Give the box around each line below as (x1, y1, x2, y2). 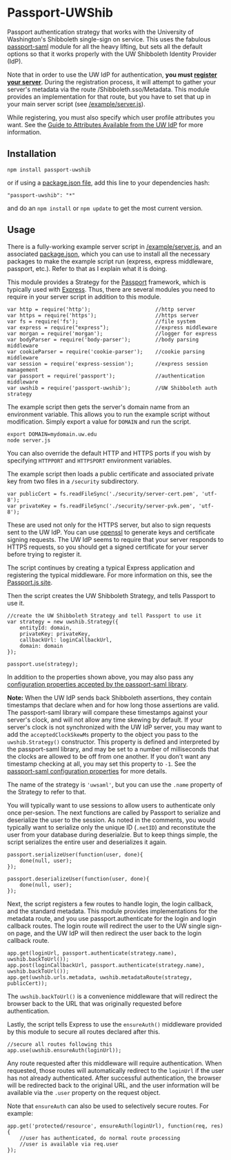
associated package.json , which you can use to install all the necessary (7, 250, 210, 258)
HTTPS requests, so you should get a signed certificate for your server (7, 543, 208, 551)
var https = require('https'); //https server (7, 312, 199, 319)
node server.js (7, 437, 51, 444)
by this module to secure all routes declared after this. (7, 1027, 161, 1036)
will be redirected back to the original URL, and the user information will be (7, 1081, 219, 1089)
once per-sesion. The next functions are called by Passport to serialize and (7, 808, 221, 816)
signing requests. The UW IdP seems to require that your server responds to (7, 535, 224, 543)
